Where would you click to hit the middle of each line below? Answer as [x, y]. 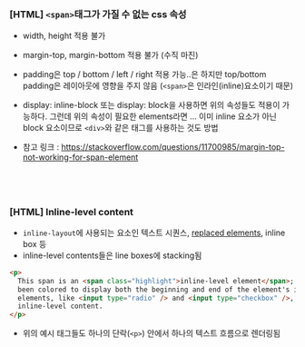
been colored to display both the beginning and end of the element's [154, 289]
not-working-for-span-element [80, 157]
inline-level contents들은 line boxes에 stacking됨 [112, 255]
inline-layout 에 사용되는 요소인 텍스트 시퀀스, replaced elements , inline [154, 233]
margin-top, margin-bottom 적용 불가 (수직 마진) [110, 55]
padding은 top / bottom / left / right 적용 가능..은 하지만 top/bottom [144, 74]
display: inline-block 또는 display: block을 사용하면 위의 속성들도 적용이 [151, 105]
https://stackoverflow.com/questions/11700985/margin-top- [173, 147]
